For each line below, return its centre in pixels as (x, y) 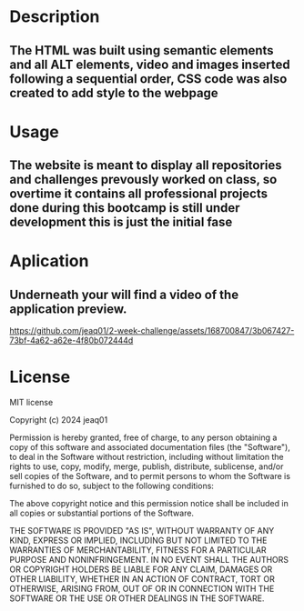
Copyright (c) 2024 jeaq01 (59, 420)
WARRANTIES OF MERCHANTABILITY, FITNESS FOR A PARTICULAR (138, 550)
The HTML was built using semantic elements (142, 50)
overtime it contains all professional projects (139, 194)
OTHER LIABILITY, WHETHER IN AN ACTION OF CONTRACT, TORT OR (142, 579)
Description (55, 17)
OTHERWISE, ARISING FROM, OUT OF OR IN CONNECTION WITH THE (142, 589)
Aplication (49, 261)
